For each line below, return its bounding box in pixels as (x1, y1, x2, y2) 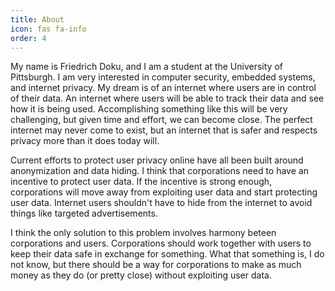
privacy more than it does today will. (10, 135, 160, 147)
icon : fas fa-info (10, 24, 87, 34)
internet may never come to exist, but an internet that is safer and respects (10, 124, 318, 136)
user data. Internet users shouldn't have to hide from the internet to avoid (10, 197, 313, 209)
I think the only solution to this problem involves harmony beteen (10, 227, 277, 239)
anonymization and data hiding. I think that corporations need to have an (10, 165, 309, 177)
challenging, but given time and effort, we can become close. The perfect (10, 114, 313, 126)
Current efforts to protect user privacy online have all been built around (10, 154, 304, 166)
